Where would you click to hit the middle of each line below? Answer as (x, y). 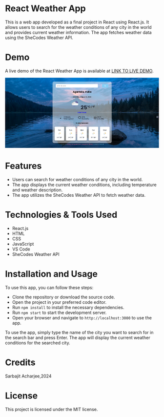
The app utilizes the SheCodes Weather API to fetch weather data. (79, 195)
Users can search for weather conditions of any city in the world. (77, 179)
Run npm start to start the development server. (59, 313)
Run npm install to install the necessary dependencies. (68, 307)
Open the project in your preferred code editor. (59, 302)
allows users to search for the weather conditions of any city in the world (78, 27)
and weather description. (37, 190)
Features (23, 166)
